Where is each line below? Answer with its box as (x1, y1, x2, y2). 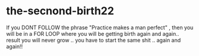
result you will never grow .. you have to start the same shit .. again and (6, 36, 181, 43)
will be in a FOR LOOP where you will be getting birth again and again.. (6, 30, 179, 37)
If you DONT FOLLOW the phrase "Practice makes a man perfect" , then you (6, 24, 194, 31)
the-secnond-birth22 (6, 4, 114, 18)
